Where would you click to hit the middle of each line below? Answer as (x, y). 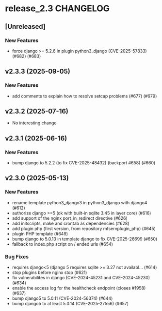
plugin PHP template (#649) (40, 233)
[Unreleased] (25, 27)
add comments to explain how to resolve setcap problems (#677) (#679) (84, 96)
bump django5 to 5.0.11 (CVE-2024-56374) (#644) (62, 298)
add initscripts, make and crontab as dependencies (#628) (71, 223)
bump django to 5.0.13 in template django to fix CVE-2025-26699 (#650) (85, 239)
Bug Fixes (17, 256)
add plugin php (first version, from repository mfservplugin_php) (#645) (84, 228)
